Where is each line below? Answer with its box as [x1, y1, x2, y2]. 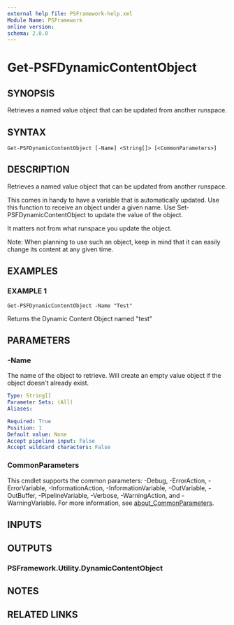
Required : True [7, 418, 52, 425]
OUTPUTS [7, 543, 52, 554]
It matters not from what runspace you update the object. [7, 224, 173, 233]
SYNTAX [7, 126, 47, 138]
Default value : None [7, 431, 68, 438]
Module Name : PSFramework [7, 17, 82, 24]
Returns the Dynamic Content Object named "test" [7, 314, 152, 323]
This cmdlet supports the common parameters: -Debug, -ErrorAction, [7, 476, 207, 485]
